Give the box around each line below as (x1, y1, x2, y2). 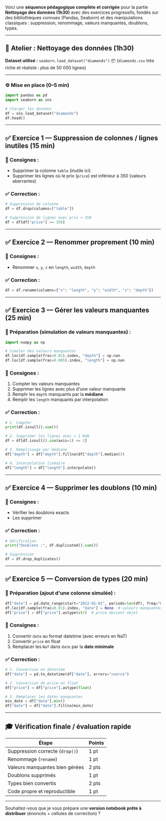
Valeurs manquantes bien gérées (7, 764, 84, 771)
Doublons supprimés (7, 772, 56, 778)
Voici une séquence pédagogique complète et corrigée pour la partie (5, 4, 148, 10)
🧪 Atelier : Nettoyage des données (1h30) (5, 44, 134, 52)
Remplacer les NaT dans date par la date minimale (12, 644, 114, 649)
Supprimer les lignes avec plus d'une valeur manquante (12, 386, 126, 392)
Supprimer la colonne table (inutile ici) (12, 168, 91, 173)
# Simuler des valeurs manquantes (5, 348, 77, 354)
